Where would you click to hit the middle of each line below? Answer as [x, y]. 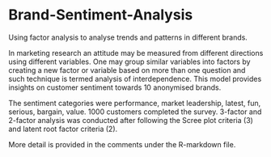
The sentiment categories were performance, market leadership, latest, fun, [135, 103]
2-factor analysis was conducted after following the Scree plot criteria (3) [131, 120]
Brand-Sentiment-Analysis [101, 15]
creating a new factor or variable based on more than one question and [127, 70]
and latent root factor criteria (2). [63, 129]
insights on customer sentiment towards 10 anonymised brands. [115, 87]
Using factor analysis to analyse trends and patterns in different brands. [128, 37]
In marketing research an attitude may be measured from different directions [136, 53]
